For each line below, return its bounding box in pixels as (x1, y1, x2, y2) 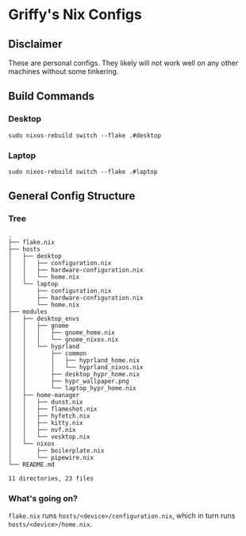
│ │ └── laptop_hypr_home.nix (8, 384, 136, 392)
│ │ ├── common (8, 349, 87, 357)
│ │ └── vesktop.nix (8, 433, 90, 441)
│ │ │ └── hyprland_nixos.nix (8, 363, 144, 371)
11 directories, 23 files (8, 474, 94, 482)
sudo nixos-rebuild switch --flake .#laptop (8, 168, 158, 175)
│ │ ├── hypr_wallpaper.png (8, 377, 129, 385)
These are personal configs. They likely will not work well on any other (8, 58, 239, 67)
